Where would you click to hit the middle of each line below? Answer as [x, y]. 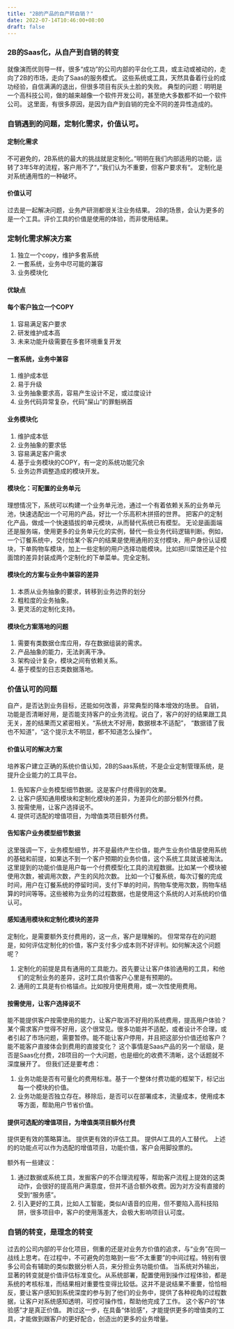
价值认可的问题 [32, 689]
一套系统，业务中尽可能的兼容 [60, 264]
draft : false [26, 27]
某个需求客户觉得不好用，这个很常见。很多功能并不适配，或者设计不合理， [114, 1029]
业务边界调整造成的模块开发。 [60, 471]
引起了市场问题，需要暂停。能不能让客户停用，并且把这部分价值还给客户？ [120, 1038]
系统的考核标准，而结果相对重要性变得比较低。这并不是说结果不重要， [108, 1284]
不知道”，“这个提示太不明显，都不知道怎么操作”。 [84, 732]
